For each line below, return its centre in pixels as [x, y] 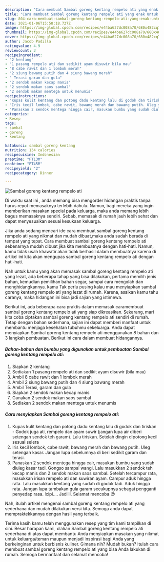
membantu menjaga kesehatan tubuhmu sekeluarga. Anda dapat [70, 327]
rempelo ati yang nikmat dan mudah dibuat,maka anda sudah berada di [76, 236]
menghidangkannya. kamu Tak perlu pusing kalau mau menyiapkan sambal [81, 287]
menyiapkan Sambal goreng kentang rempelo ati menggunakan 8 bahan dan [82, 333]
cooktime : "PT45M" [24, 164]
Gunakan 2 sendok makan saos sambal [51, 398]
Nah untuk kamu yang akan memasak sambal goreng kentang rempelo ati [79, 271]
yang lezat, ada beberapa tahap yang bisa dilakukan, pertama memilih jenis [81, 277]
